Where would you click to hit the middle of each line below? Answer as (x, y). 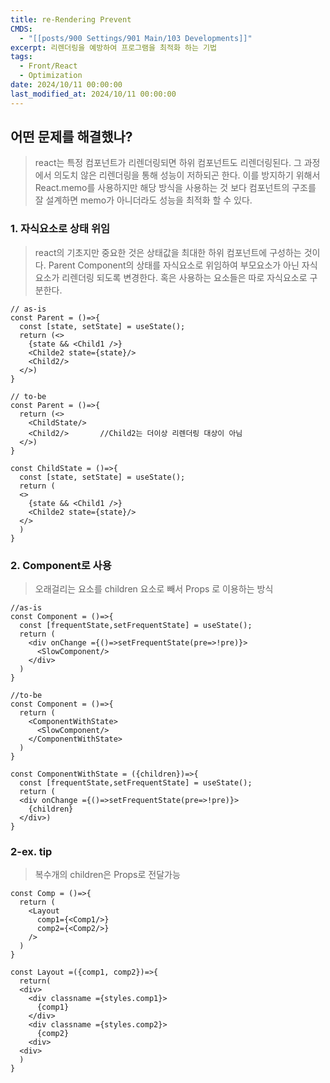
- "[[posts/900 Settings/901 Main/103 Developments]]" (136, 38)
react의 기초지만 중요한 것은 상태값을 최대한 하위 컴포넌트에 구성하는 (168, 252)
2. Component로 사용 (61, 565)
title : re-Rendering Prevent (71, 19)
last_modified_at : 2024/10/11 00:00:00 (93, 94)
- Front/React (48, 66)
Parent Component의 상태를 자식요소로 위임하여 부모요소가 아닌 (174, 265)
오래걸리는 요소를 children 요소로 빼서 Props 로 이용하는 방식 (154, 589)
